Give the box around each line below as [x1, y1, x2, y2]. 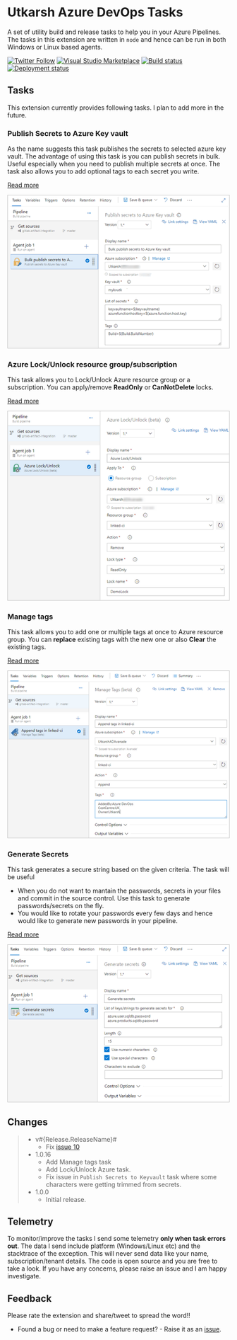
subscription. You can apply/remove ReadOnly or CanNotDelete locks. [7, 383, 214, 391]
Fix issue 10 [45, 1143, 80, 1151]
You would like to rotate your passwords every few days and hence [17, 909, 213, 917]
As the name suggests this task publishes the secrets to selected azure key [7, 144, 226, 153]
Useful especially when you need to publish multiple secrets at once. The [7, 160, 221, 168]
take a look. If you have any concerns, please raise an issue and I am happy [7, 1264, 227, 1273]
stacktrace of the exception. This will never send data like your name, [7, 1249, 209, 1258]
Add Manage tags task [45, 1157, 111, 1166]
